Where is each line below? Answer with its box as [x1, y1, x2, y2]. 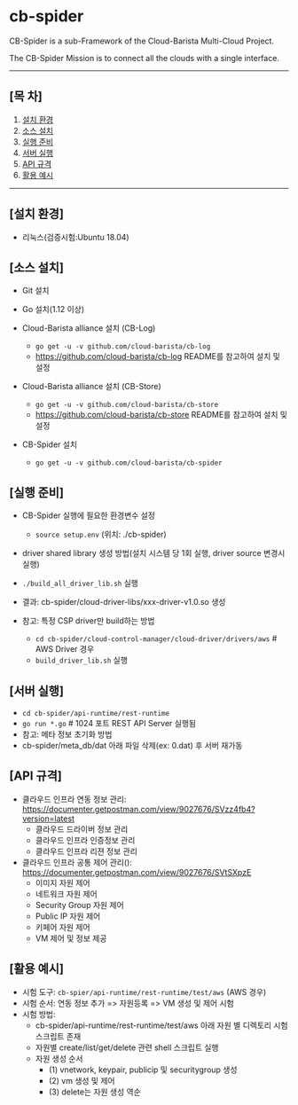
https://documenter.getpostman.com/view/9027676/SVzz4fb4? [21, 803, 255, 814]
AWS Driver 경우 [35, 644, 95, 654]
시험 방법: [21, 1008, 56, 1019]
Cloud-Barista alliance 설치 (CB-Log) [21, 323, 156, 333]
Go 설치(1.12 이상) [21, 304, 84, 315]
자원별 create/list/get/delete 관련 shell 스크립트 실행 [35, 1042, 219, 1053]
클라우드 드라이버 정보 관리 [35, 823, 129, 835]
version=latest [21, 813, 75, 824]
